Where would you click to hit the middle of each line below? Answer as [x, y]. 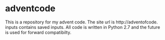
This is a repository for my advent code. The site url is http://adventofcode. [82, 22]
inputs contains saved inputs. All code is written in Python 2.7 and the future [83, 27]
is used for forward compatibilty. [38, 32]
